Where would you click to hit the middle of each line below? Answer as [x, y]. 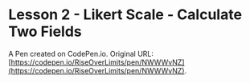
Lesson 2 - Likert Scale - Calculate [125, 15]
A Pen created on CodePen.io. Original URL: [81, 53]
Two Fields [45, 32]
